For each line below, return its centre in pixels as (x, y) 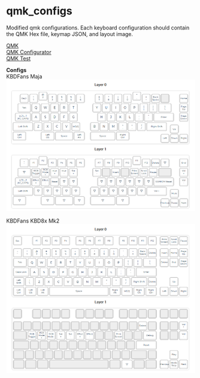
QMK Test (19, 58)
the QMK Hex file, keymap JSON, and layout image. (70, 34)
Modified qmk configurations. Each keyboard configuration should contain (98, 28)
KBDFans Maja (24, 76)
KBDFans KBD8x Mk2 (33, 221)
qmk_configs (40, 11)
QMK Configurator (29, 52)
